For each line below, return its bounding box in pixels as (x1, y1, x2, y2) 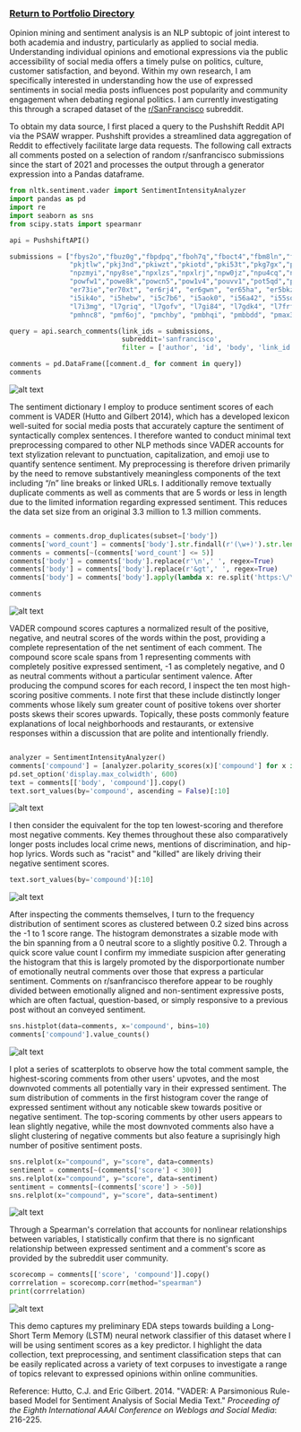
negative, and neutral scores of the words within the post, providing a (9, 633, 266, 643)
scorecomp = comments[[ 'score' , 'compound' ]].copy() (9, 1270, 211, 1279)
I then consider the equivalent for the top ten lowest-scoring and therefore (9, 820, 284, 831)
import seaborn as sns (9, 211, 94, 220)
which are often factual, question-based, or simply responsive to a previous (9, 995, 288, 1006)
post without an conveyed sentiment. (9, 1004, 146, 1016)
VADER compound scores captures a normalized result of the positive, (9, 623, 269, 634)
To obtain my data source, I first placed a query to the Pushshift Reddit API (9, 121, 285, 132)
